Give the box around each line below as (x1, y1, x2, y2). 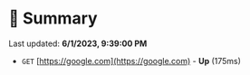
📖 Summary (8, 8, 98, 29)
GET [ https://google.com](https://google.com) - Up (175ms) (21, 55, 242, 66)
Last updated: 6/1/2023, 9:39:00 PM (8, 38, 148, 49)
